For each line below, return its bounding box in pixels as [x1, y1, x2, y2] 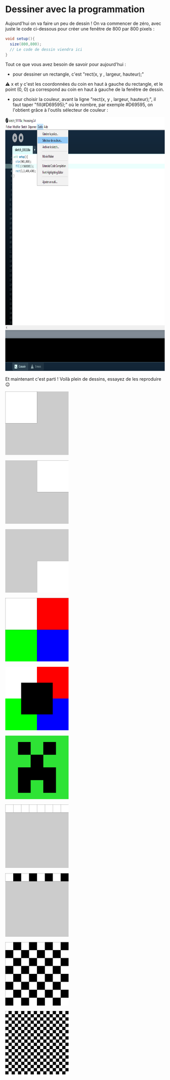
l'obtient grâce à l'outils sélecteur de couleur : [12, 107, 109, 113]
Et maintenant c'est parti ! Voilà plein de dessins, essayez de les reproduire [5, 376, 161, 382]
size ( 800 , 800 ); [10, 42, 42, 47]
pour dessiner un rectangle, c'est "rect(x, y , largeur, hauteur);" [12, 71, 144, 77]
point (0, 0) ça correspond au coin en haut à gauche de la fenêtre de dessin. [5, 86, 164, 92]
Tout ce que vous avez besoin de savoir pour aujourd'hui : [5, 61, 126, 68]
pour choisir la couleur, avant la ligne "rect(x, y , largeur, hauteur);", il [12, 96, 156, 103]
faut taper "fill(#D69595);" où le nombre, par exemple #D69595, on [12, 102, 153, 108]
